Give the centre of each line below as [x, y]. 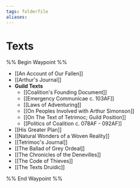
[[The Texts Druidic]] [40, 167]
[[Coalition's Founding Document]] [65, 92]
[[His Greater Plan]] [38, 130]
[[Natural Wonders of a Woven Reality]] [62, 136]
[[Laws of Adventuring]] [52, 105]
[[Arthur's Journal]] [38, 80]
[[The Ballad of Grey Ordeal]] [49, 149]
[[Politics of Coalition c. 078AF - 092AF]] [72, 123]
